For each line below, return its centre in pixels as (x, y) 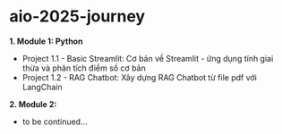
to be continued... (55, 121)
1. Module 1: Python (46, 41)
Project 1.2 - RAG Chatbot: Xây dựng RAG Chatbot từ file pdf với (139, 77)
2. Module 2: (33, 104)
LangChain (42, 87)
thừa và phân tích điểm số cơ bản (84, 68)
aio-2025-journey (77, 17)
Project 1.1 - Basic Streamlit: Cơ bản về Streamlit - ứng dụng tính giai (148, 58)
